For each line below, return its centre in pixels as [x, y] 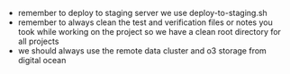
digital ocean [42, 60]
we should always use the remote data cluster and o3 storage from [142, 51]
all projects [38, 41]
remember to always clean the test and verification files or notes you [145, 22]
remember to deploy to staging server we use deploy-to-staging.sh [142, 13]
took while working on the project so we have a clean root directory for [150, 32]
